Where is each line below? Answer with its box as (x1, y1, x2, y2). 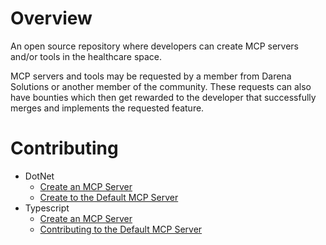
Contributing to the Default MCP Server (39, 223, 203, 235)
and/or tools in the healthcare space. (10, 50, 163, 62)
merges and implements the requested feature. (10, 102, 205, 114)
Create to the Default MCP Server (39, 191, 179, 203)
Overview (10, 7, 93, 30)
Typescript (24, 202, 70, 214)
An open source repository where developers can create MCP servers (10, 40, 300, 52)
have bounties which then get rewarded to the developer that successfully (10, 91, 317, 103)
